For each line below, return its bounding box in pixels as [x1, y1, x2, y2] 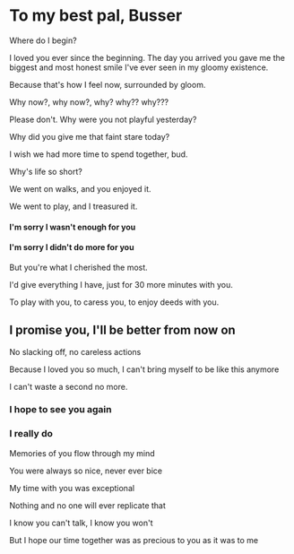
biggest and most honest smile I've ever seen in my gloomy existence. [9, 62, 269, 73]
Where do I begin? [9, 35, 78, 46]
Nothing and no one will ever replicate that [9, 499, 166, 511]
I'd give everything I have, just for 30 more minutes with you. [9, 279, 233, 290]
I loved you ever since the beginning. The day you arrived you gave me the [9, 52, 285, 63]
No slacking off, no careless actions [9, 346, 142, 357]
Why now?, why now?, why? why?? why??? [9, 96, 169, 108]
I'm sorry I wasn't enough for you [9, 221, 136, 232]
